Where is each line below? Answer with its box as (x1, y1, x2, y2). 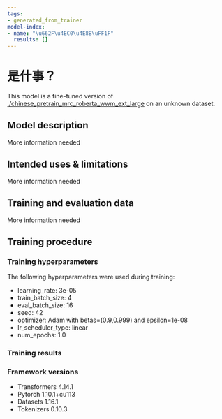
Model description (7, 119, 89, 131)
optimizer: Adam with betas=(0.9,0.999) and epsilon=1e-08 (17, 316, 188, 325)
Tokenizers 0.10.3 (17, 405, 68, 413)
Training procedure (7, 235, 93, 248)
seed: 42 (17, 309, 43, 317)
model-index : (7, 23, 45, 30)
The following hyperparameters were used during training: (7, 273, 175, 281)
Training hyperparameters (7, 256, 98, 266)
